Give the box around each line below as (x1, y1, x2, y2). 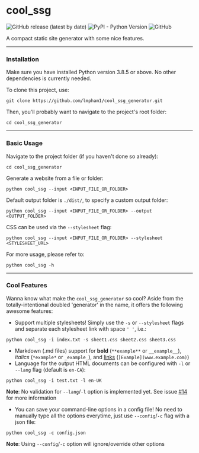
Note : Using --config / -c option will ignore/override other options (6, 440, 165, 447)
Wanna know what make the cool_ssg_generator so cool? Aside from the (6, 294, 184, 302)
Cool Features (6, 281, 47, 290)
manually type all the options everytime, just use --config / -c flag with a (14, 412, 190, 419)
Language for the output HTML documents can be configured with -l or (14, 360, 191, 367)
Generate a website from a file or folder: (6, 175, 104, 182)
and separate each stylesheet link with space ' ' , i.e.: (14, 325, 147, 332)
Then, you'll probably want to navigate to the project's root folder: (6, 108, 167, 116)
